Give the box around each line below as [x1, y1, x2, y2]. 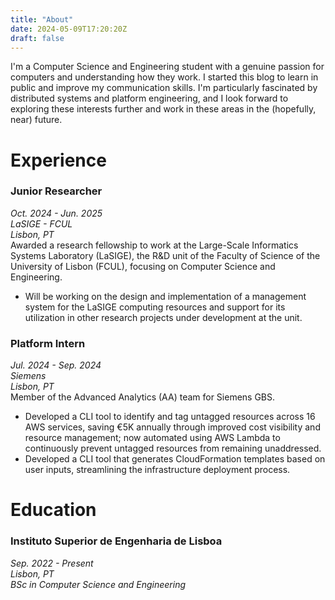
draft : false [10, 33, 65, 43]
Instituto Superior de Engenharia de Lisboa [10, 534, 223, 548]
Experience [10, 149, 107, 171]
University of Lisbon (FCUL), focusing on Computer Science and [10, 260, 276, 272]
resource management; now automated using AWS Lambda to [24, 432, 281, 444]
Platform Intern [10, 336, 86, 350]
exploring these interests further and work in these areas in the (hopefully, [10, 103, 317, 115]
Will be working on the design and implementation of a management [24, 290, 307, 302]
